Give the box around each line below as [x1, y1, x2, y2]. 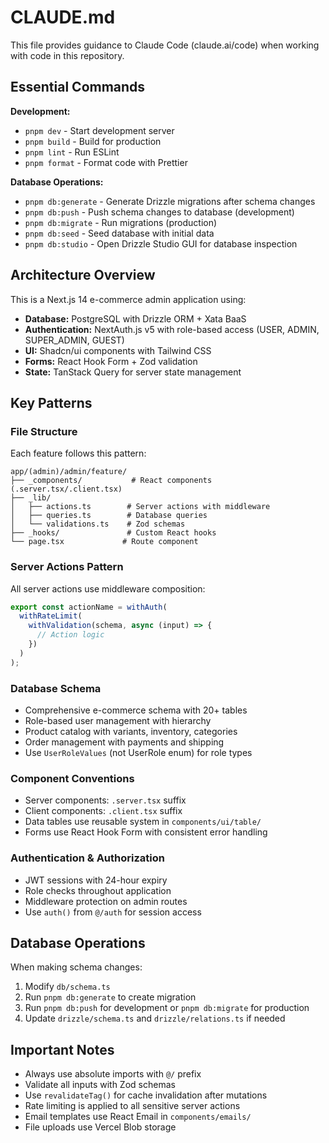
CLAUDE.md [10, 6, 116, 29]
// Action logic [36, 630, 105, 640]
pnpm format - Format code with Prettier [24, 156, 188, 168]
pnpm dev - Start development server [24, 124, 175, 136]
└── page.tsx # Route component [10, 537, 199, 547]
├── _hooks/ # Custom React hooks [10, 528, 217, 538]
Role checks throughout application [24, 884, 172, 896]
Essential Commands [10, 79, 146, 96]
